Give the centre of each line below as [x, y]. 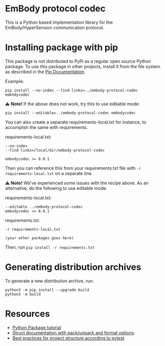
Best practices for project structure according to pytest [68, 338]
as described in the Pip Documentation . [45, 72]
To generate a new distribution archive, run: [49, 281]
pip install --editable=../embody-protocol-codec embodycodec [70, 113]
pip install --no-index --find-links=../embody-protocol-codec [72, 90]
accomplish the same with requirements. [46, 127]
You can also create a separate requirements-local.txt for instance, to [76, 122]
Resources [28, 314]
